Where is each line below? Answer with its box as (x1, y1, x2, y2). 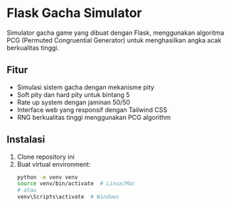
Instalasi (6, 133, 45, 146)
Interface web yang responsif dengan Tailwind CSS (16, 105, 168, 114)
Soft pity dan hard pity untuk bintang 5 (16, 90, 130, 99)
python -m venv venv (16, 174, 78, 181)
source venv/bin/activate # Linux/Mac (16, 180, 136, 187)
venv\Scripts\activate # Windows (16, 194, 119, 201)
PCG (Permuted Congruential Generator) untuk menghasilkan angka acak (6, 35, 222, 44)
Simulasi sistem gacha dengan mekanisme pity (16, 83, 154, 91)
